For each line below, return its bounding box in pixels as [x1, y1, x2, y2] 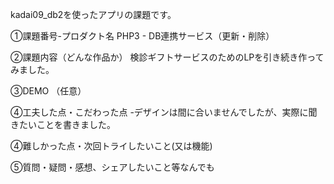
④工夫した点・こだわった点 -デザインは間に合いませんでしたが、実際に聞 [10, 106, 318, 118]
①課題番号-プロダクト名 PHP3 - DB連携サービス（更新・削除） [10, 30, 275, 42]
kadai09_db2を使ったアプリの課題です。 [10, 9, 177, 20]
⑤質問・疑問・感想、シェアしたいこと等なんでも [10, 161, 215, 173]
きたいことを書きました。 [10, 119, 116, 130]
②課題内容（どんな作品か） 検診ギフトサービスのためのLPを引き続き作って [10, 51, 325, 63]
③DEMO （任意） [10, 85, 87, 97]
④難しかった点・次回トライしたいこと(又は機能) [10, 140, 213, 152]
